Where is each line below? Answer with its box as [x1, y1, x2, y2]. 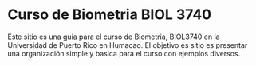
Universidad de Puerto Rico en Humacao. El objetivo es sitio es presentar [7, 40, 248, 49]
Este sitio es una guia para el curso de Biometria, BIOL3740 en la [7, 32, 220, 41]
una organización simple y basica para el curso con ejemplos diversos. [7, 49, 241, 58]
